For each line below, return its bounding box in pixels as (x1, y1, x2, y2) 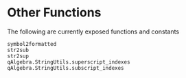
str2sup (7, 53, 30, 60)
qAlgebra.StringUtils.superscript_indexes (7, 58, 130, 66)
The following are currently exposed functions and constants (7, 27, 180, 36)
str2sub (7, 47, 30, 53)
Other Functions (7, 5, 102, 21)
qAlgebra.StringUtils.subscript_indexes (7, 64, 125, 71)
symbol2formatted (7, 40, 57, 47)
